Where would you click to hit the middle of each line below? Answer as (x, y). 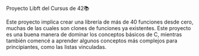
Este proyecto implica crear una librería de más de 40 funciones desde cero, (100, 22)
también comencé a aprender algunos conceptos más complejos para (92, 41)
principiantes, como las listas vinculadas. (56, 47)
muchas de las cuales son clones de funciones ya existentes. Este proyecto (99, 28)
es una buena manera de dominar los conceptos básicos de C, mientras (94, 34)
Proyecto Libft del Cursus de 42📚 (48, 8)
